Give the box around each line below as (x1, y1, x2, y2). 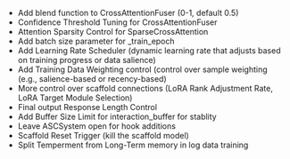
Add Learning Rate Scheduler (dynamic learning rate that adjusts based (17, 45, 281, 56)
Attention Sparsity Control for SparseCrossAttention (17, 27, 209, 36)
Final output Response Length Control (17, 102, 158, 112)
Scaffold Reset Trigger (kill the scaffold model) (17, 131, 189, 140)
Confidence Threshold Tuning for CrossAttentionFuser (17, 17, 218, 28)
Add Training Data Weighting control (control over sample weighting (17, 64, 268, 75)
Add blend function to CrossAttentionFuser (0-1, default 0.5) (17, 8, 239, 18)
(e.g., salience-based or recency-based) (17, 74, 167, 83)
